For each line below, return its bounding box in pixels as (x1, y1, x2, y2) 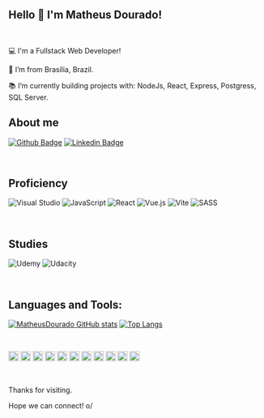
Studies (8, 237, 49, 251)
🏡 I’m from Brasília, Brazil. (8, 64, 94, 74)
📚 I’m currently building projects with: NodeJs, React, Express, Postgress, (8, 80, 257, 90)
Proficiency (8, 177, 68, 190)
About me (8, 116, 59, 130)
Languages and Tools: (8, 297, 123, 312)
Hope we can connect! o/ (8, 401, 93, 411)
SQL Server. (8, 92, 49, 102)
